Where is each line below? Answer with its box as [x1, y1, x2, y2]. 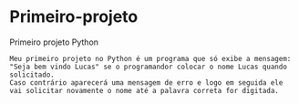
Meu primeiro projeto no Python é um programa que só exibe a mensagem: [9, 54, 292, 63]
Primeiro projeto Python [9, 36, 98, 47]
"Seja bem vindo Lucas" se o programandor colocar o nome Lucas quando [9, 62, 287, 71]
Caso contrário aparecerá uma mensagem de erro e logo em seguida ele [9, 78, 284, 88]
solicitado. [9, 70, 55, 79]
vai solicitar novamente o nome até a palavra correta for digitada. [9, 86, 280, 95]
